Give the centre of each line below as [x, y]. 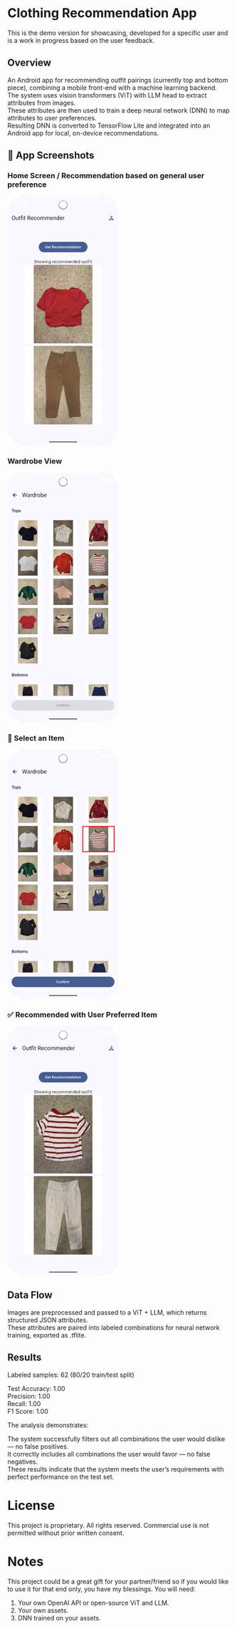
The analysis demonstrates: [48, 1425]
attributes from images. [42, 103]
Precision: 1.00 [29, 1396]
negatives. [23, 1462]
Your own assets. [43, 1610]
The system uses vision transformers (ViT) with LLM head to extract [107, 95]
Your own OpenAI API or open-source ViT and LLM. [93, 1603]
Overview [30, 63]
